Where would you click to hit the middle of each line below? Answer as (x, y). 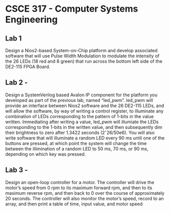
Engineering (31, 20)
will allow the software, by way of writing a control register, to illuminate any (84, 111)
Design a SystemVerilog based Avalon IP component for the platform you (81, 95)
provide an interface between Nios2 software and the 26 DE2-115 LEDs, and (84, 105)
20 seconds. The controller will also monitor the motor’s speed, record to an (84, 198)
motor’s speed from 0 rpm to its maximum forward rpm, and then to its (79, 188)
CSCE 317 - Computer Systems (72, 9)
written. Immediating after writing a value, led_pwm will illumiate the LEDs (82, 122)
